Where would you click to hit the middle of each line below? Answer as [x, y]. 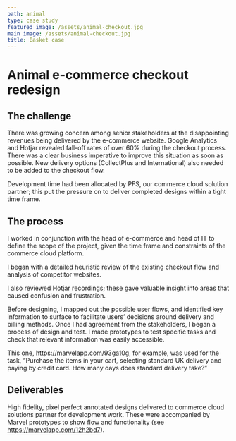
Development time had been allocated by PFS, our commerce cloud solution [118, 184]
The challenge [39, 116]
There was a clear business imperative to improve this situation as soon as [116, 155]
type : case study [33, 20]
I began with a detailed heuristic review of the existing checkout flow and [113, 267]
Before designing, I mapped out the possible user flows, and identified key [115, 309]
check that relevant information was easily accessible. [86, 339]
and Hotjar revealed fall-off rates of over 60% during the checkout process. [117, 148]
